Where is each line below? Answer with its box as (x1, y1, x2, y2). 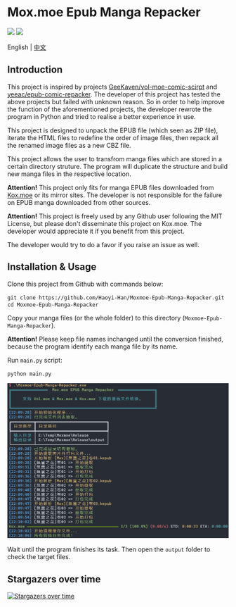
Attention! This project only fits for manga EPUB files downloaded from (7, 183, 214, 192)
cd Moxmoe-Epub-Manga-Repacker (7, 301, 99, 308)
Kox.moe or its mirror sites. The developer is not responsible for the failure (7, 191, 223, 199)
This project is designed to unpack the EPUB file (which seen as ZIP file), (7, 126, 218, 134)
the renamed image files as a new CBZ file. (7, 141, 131, 149)
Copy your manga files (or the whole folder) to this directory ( (7, 313, 185, 322)
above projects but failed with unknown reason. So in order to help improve (7, 97, 225, 106)
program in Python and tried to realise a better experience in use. (7, 112, 196, 120)
